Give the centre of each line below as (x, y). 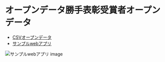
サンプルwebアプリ (32, 43)
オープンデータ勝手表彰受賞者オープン (83, 10)
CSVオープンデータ (32, 37)
